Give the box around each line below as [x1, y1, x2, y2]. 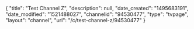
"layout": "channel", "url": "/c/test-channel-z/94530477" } [5, 17, 145, 23]
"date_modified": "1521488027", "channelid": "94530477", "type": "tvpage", [5, 11, 188, 18]
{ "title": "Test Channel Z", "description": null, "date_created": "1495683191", [5, 5, 189, 11]
